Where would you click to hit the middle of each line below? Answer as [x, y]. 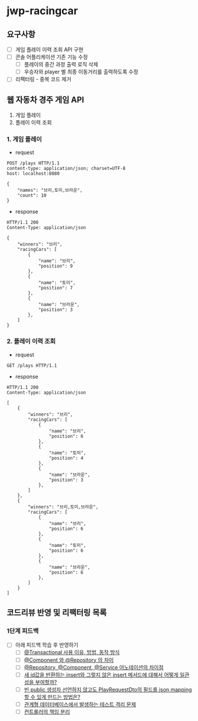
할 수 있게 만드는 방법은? [52, 697]
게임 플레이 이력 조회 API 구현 [49, 49]
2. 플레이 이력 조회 [31, 342]
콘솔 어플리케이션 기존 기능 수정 [51, 57]
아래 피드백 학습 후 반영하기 [47, 645]
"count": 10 [32, 196]
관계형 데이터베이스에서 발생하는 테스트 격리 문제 [80, 704]
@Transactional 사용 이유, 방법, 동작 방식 [72, 652]
